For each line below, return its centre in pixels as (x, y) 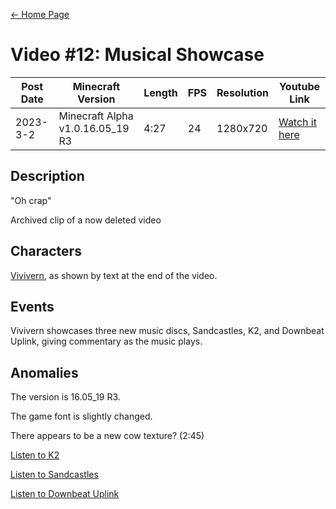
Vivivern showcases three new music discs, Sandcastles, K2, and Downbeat (167, 331)
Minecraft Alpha (96, 116)
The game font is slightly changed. (81, 416)
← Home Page (40, 14)
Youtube (299, 86)
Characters (46, 251)
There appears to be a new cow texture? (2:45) (107, 436)
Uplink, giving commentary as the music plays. (106, 341)
